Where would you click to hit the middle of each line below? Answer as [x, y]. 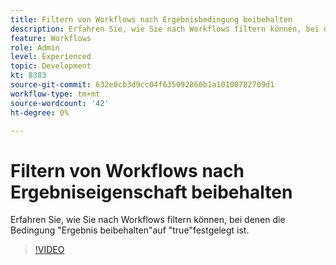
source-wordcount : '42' [60, 103]
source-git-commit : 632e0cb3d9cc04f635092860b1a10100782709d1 [142, 85]
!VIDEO [49, 250]
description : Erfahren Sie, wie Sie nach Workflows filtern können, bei [165, 29]
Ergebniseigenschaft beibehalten [151, 192]
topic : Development [51, 66]
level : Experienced [51, 57]
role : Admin [35, 47]
